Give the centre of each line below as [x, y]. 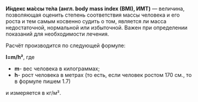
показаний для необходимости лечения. [57, 34]
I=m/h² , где [20, 57]
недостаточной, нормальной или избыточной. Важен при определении [97, 27]
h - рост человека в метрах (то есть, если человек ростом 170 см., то [103, 75]
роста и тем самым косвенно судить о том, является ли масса [86, 21]
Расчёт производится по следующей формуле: [66, 45]
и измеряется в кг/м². [33, 93]
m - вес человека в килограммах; [57, 69]
